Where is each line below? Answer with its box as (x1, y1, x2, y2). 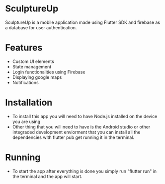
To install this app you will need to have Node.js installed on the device (12, 113, 158, 119)
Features (5, 42, 43, 54)
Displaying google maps (12, 74, 62, 80)
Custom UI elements (12, 58, 55, 64)
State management (12, 63, 52, 69)
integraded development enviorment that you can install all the (12, 129, 141, 135)
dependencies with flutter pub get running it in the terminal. (12, 134, 134, 140)
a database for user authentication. (5, 24, 77, 30)
